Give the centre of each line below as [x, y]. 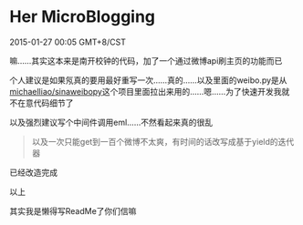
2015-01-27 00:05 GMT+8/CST [68, 42]
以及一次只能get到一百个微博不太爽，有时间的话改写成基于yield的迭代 [163, 141]
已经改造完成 [33, 172]
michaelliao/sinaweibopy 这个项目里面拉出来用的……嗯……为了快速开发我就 [150, 91]
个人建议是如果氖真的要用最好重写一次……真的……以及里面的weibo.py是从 [148, 80]
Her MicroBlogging [83, 17]
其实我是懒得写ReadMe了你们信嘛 [73, 210]
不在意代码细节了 [42, 103]
